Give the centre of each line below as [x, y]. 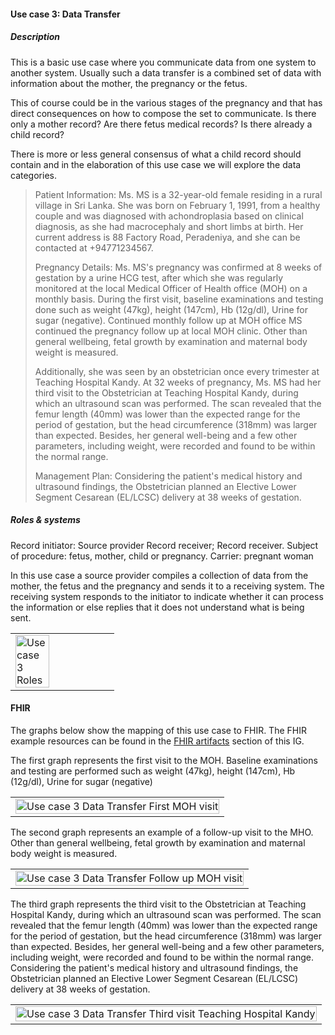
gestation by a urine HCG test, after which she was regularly [159, 277]
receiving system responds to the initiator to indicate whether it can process [167, 596]
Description [35, 37]
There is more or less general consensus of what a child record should [156, 154]
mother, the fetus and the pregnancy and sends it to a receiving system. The [167, 586]
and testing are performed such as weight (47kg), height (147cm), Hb [153, 771]
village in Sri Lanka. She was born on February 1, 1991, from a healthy [177, 205]
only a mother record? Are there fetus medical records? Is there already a [161, 124]
